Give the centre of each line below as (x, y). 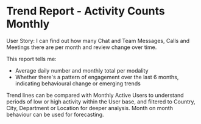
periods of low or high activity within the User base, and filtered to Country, (101, 102)
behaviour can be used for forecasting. (55, 114)
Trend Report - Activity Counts (86, 11)
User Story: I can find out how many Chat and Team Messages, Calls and (98, 41)
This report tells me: (31, 59)
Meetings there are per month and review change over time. (82, 47)
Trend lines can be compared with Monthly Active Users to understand (95, 95)
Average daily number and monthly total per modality (82, 70)
